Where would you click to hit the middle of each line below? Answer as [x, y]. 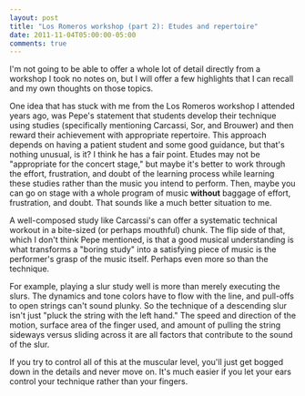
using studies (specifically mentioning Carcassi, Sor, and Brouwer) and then [152, 126]
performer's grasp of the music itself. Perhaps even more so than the [139, 259]
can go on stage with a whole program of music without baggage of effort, [150, 193]
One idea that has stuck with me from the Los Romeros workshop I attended [152, 107]
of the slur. [30, 345]
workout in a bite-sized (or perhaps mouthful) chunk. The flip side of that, [147, 230]
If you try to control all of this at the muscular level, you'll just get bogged [147, 362]
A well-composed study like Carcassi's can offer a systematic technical [143, 220]
